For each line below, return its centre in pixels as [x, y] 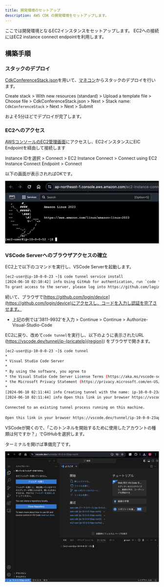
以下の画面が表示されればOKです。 [40, 174]
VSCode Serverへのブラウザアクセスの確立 [56, 255]
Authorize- [137, 319]
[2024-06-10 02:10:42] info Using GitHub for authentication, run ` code [81, 282]
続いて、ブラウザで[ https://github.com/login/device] [58, 297]
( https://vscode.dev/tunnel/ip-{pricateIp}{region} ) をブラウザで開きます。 [79, 341]
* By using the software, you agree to [46, 372]
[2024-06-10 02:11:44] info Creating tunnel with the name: [68, 392]
